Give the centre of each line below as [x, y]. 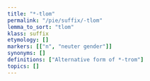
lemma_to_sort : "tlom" [41, 27]
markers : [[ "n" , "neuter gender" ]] [60, 46]
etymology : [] [28, 40]
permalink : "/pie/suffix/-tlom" [55, 20]
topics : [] [23, 66]
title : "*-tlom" [31, 14]
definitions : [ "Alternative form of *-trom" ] [75, 60]
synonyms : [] [27, 54]
